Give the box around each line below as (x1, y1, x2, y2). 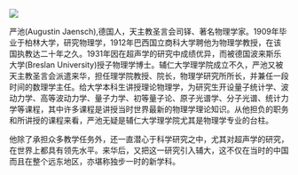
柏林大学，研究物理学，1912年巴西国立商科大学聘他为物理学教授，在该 (24, 37, 282, 48)
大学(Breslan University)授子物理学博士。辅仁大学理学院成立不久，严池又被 (9, 60, 284, 70)
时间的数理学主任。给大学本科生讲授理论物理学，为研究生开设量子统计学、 (9, 82, 281, 92)
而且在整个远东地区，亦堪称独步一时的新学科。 (9, 156, 180, 166)
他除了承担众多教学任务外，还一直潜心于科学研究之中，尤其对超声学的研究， (9, 134, 289, 144)
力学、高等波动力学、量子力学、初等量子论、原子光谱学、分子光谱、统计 (16, 93, 281, 103)
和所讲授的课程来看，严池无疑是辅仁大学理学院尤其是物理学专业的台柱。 (9, 115, 273, 125)
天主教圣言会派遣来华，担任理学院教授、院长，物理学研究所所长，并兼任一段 (9, 71, 289, 81)
